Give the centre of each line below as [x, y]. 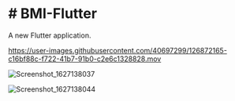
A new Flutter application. [50, 35]
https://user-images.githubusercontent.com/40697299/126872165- [117, 50]
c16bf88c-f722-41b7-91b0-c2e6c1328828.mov [85, 59]
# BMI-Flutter [52, 14]
